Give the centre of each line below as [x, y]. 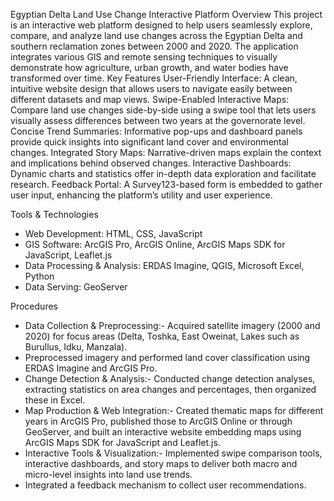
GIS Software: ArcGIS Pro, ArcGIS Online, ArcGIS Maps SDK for [155, 244]
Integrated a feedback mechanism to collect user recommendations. [165, 485]
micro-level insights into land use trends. [108, 474]
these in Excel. [55, 400]
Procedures [34, 306]
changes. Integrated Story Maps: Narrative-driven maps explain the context [166, 152]
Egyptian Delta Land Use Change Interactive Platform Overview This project [166, 14]
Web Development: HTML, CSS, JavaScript [113, 233]
